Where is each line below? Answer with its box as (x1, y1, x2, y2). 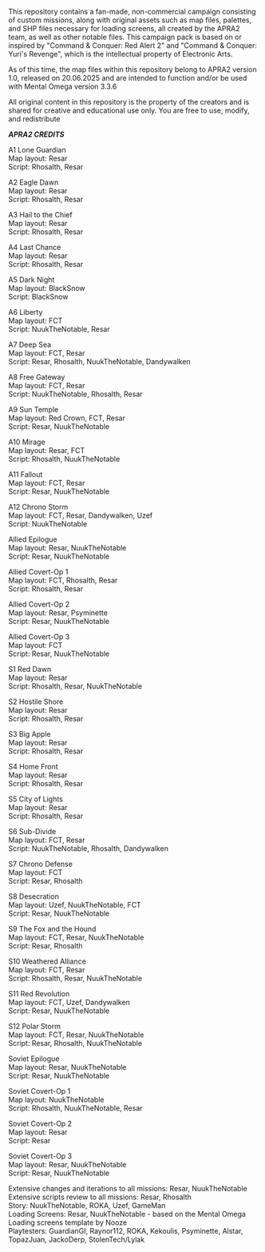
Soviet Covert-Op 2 (8, 1119, 73, 1128)
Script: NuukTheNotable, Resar (8, 324, 110, 334)
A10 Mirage (8, 437, 45, 447)
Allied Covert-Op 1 (8, 567, 69, 576)
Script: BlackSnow (8, 292, 69, 301)
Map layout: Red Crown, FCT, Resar (8, 413, 125, 423)
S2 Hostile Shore (8, 697, 64, 706)
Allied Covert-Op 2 (8, 599, 70, 609)
